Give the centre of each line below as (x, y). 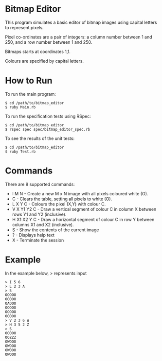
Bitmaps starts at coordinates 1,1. (38, 52)
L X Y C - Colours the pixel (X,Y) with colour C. (59, 204)
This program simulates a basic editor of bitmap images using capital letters (81, 22)
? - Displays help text (33, 235)
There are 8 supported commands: (40, 184)
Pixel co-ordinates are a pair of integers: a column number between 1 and (79, 37)
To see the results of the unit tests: (40, 138)
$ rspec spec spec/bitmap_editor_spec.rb (48, 129)
